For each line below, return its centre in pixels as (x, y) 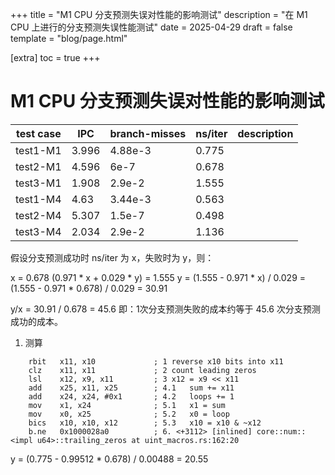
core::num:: (281, 431)
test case (38, 133)
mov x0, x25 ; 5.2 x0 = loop (129, 414)
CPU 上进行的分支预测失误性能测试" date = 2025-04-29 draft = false (151, 27)
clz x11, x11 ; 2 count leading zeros (142, 370)
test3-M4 (38, 231)
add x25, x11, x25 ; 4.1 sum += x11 (131, 388)
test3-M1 (38, 183)
